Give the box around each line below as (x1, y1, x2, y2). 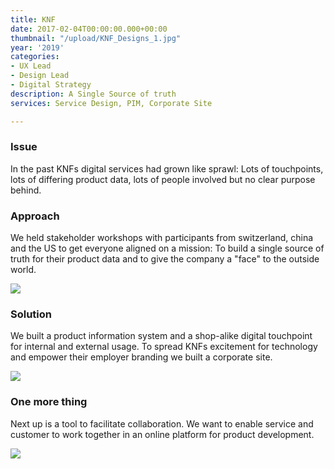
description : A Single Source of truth (10, 89, 177, 99)
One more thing (10, 395, 88, 409)
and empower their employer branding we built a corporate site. (10, 351, 273, 363)
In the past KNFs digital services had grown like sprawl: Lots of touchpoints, (10, 162, 324, 175)
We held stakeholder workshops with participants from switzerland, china (10, 232, 314, 244)
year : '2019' (10, 42, 65, 53)
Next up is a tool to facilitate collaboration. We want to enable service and (10, 417, 314, 430)
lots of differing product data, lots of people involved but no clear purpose (10, 173, 316, 185)
